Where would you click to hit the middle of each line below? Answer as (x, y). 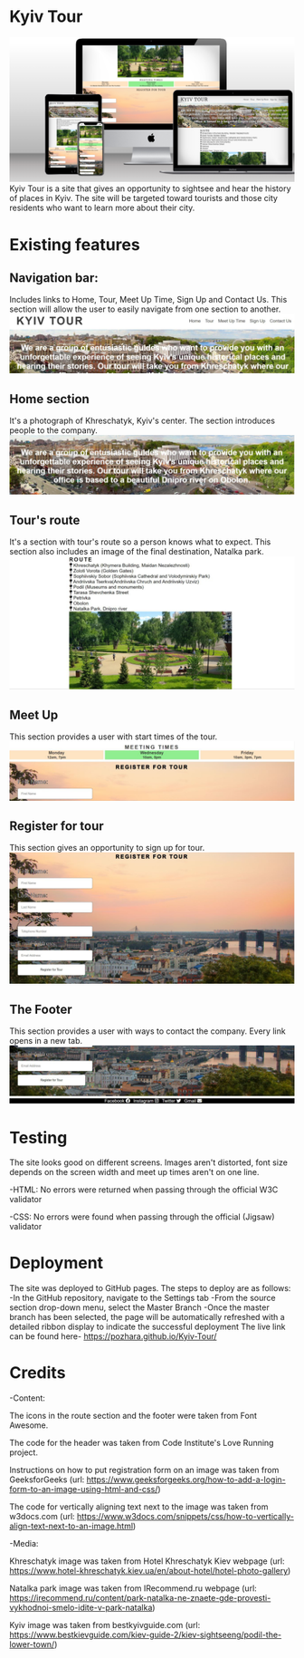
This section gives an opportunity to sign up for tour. (107, 848)
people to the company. (53, 430)
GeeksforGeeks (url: (47, 1480)
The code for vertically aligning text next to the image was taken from (139, 1507)
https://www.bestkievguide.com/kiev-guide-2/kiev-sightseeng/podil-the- (146, 1635)
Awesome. (29, 1425)
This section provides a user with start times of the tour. (114, 737)
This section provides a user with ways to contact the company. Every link (148, 1031)
